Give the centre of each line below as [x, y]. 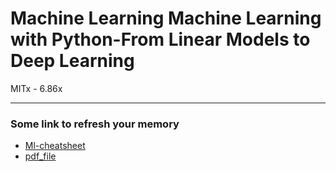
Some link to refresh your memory [95, 124]
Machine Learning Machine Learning [166, 18]
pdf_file [40, 156]
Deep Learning [72, 61]
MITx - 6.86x [36, 88]
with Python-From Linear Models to [160, 39]
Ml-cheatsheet [55, 146]
